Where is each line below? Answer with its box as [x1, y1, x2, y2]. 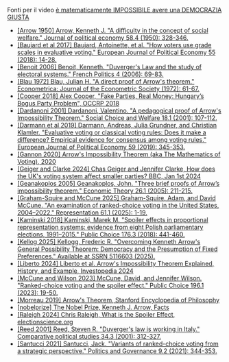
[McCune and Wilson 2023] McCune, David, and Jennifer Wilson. [16, 274, 202, 282]
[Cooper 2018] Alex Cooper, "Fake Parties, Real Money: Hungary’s [16, 92, 204, 100]
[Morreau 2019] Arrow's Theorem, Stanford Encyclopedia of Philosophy [16, 296, 220, 304]
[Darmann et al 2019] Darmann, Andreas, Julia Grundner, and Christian [16, 121, 217, 129]
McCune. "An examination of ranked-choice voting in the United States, [16, 202, 219, 209]
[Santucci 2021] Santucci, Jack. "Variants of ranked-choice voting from [16, 339, 219, 348]
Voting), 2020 [16, 158, 56, 165]
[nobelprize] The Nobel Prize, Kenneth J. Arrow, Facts [16, 303, 169, 311]
